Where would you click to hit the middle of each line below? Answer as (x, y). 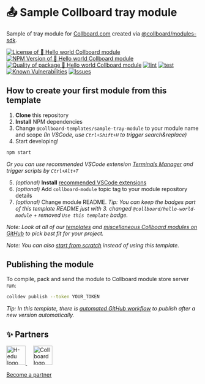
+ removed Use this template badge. (81, 215)
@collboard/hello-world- (164, 209)
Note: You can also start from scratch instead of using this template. (93, 245)
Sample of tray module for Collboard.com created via (73, 33)
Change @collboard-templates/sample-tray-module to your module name (107, 128)
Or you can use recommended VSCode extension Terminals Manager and (100, 164)
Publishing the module (50, 265)
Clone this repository (42, 115)
